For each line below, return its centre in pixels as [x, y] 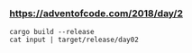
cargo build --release [52, 32]
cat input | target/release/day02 [74, 40]
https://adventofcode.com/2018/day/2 [96, 13]
